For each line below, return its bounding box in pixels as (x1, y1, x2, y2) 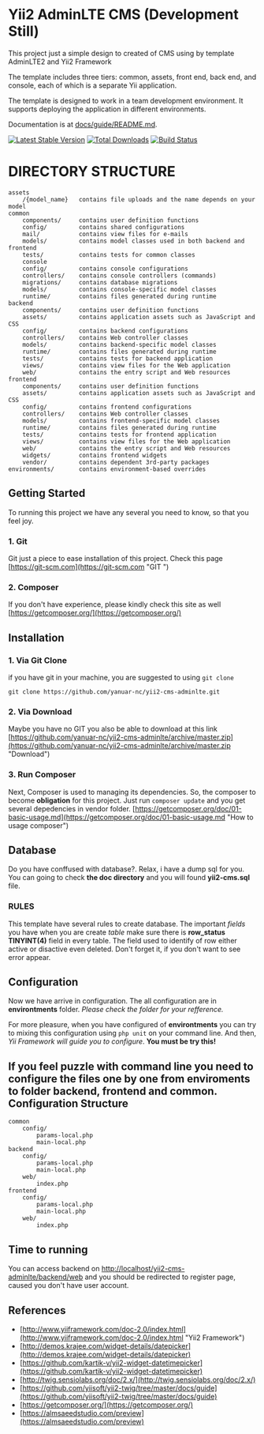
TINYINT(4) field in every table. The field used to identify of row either (8, 935, 238, 945)
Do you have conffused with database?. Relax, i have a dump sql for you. (8, 864, 245, 874)
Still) (8, 22, 39, 40)
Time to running (8, 1243, 88, 1256)
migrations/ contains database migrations (22, 278, 178, 286)
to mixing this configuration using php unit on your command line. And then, (8, 1029, 257, 1038)
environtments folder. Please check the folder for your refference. (8, 1005, 224, 1014)
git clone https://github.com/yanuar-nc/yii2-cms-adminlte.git (8, 687, 221, 696)
